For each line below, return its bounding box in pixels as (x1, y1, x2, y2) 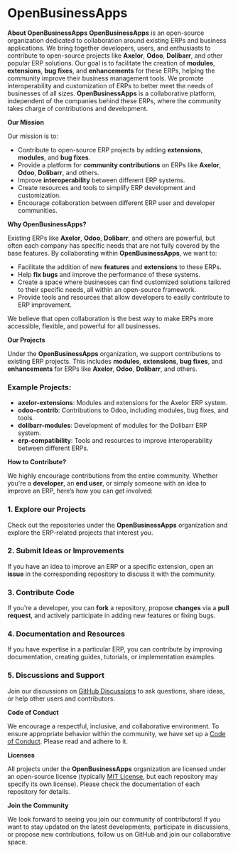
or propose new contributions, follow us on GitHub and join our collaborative (7, 830, 231, 838)
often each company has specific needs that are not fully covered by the (7, 241, 220, 250)
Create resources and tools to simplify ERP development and (17, 183, 196, 192)
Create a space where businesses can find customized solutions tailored (17, 278, 231, 286)
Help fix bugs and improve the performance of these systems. (17, 270, 201, 278)
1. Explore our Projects (7, 504, 87, 514)
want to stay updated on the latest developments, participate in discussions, (7, 822, 231, 831)
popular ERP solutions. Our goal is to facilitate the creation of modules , (7, 58, 215, 67)
